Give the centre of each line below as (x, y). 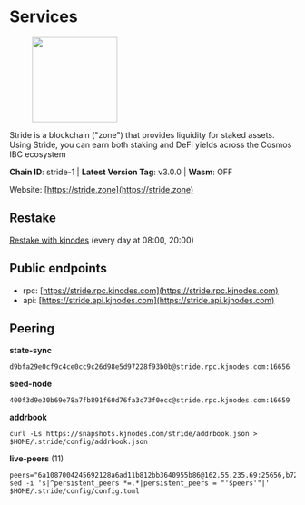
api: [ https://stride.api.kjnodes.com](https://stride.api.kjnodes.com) (148, 300)
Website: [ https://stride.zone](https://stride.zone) (102, 189)
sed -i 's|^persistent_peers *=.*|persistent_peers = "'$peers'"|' (140, 483)
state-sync (31, 351)
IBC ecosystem (38, 154)
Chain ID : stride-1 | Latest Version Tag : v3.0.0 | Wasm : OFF (121, 172)
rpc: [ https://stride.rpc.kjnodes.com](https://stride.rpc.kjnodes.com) (150, 290)
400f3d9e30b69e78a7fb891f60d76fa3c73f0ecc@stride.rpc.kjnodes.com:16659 (150, 401)
